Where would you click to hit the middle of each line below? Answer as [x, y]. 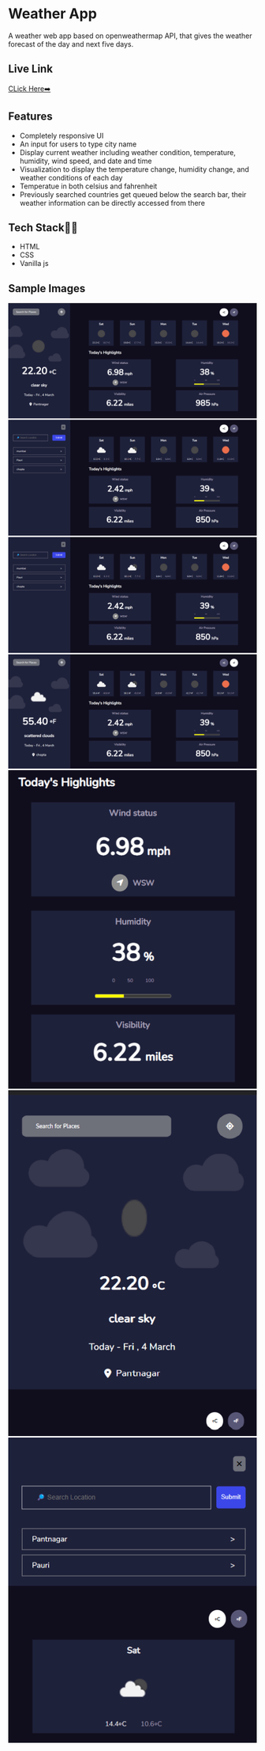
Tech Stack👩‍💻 [43, 228]
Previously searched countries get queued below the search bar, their [133, 194]
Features [30, 117]
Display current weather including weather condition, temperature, [128, 152]
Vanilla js [34, 264]
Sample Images [47, 289]
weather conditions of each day [71, 177]
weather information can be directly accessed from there [112, 203]
